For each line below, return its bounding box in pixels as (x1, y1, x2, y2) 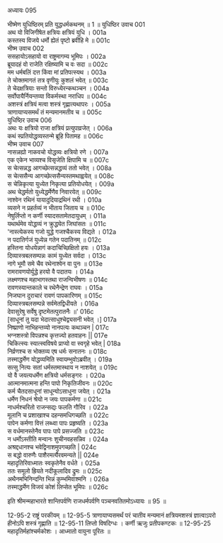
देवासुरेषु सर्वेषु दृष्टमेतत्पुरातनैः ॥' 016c (7, 308, 94, 315)
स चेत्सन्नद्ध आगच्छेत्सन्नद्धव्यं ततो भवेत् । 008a (7, 164, 112, 172)
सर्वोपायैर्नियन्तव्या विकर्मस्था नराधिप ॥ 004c (7, 92, 108, 100)
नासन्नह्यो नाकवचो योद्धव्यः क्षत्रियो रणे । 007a (7, 148, 108, 156)
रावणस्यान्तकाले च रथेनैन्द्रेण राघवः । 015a (7, 284, 103, 291)
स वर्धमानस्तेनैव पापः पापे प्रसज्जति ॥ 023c (7, 427, 105, 435)
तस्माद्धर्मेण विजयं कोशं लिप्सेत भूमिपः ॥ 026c (7, 483, 108, 491)
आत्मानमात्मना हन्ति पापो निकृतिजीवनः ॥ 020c (7, 379, 113, 387)
